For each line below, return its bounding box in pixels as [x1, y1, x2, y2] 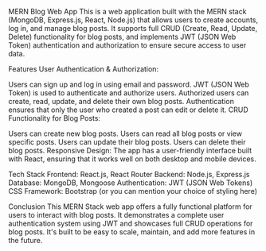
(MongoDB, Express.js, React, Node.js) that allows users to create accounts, [8, 15, 259, 25]
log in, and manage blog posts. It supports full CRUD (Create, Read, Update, [8, 24, 258, 33]
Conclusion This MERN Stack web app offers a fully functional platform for [8, 202, 252, 211]
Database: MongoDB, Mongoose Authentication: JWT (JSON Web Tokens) [8, 178, 253, 187]
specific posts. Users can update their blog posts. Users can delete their [8, 137, 246, 146]
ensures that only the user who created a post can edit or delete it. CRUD [8, 105, 248, 114]
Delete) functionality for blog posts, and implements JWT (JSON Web [8, 32, 237, 41]
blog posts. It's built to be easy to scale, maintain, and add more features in [8, 227, 256, 237]
